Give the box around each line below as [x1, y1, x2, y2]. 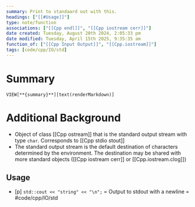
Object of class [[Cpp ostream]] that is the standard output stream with [14, 131, 187, 138]
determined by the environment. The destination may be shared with [14, 149, 181, 156]
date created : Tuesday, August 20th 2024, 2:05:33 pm [6, 31, 141, 36]
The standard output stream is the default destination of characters [14, 143, 178, 150]
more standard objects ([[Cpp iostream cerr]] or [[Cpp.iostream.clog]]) [14, 155, 187, 162]
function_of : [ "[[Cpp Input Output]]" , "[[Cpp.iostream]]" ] [6, 42, 157, 48]
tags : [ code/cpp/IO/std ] [6, 47, 67, 53]
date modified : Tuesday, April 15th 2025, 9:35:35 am [6, 36, 141, 42]
